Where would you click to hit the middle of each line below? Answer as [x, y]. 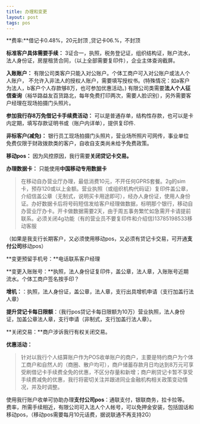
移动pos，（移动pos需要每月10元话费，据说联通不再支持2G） [80, 414]
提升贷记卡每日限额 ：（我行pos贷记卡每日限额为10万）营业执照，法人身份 [96, 312]
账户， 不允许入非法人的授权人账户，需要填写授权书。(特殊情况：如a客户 [100, 81]
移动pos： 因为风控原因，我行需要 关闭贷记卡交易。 [69, 156]
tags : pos [18, 23]
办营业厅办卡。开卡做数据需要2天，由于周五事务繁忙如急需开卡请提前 [106, 211]
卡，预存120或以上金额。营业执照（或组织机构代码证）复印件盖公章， [106, 189]
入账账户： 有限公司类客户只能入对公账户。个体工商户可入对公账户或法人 [96, 73]
